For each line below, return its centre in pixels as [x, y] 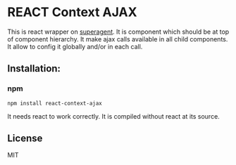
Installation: [34, 68]
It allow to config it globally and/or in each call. [75, 46]
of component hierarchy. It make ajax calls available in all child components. [118, 39]
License [25, 139]
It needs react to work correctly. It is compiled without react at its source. [113, 116]
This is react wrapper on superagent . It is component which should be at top [118, 32]
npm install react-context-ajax [55, 103]
